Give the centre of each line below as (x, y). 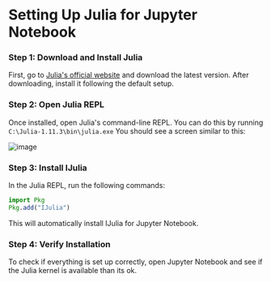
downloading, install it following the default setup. (91, 83)
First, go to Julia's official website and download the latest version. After (129, 75)
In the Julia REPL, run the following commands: (87, 186)
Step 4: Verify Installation (59, 244)
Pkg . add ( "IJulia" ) (39, 207)
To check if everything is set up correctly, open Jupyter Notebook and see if (135, 262)
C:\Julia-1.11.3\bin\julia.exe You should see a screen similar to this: (127, 130)
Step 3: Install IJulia (48, 168)
